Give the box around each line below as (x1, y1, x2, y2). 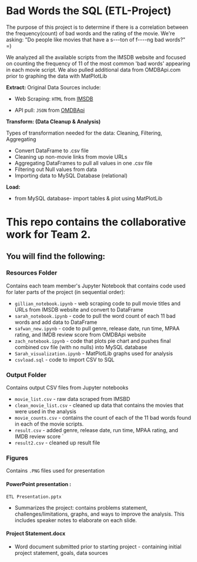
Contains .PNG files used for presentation (6, 467, 105, 474)
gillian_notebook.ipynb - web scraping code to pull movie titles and (14, 300, 181, 307)
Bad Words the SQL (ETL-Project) (6, 4, 172, 18)
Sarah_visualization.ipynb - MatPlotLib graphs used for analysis (14, 350, 173, 357)
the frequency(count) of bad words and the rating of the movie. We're (6, 29, 175, 36)
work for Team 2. (6, 228, 91, 242)
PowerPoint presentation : (6, 481, 72, 487)
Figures (6, 454, 28, 462)
